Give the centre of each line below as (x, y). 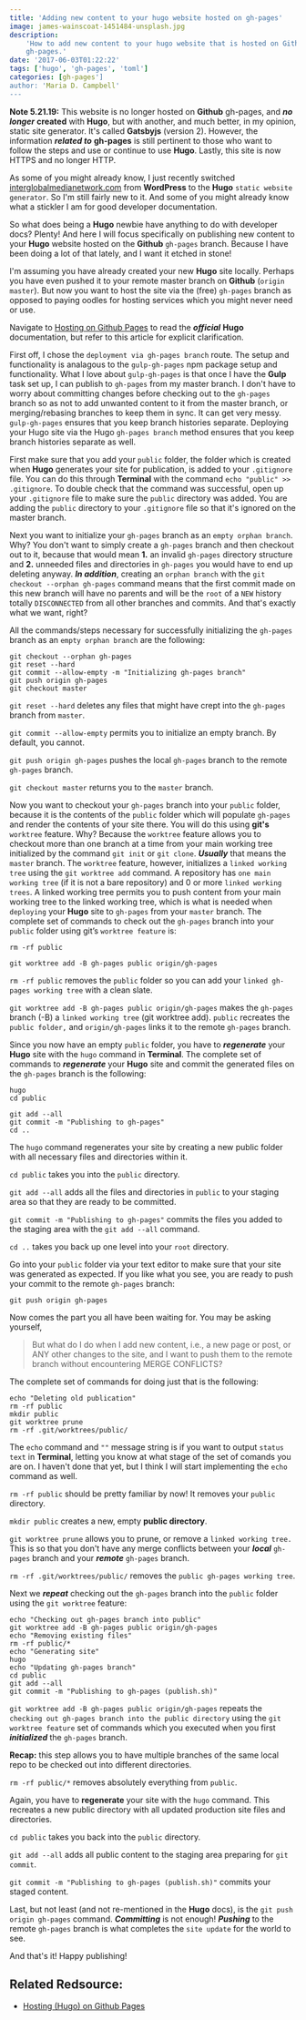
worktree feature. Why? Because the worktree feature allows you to (135, 833)
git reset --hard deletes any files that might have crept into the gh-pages (148, 705)
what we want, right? (49, 612)
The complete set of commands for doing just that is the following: (134, 1382)
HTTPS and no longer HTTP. (63, 159)
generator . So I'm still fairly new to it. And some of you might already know (149, 197)
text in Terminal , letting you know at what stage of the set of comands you (150, 1456)
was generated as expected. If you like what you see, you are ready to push (152, 1274)
